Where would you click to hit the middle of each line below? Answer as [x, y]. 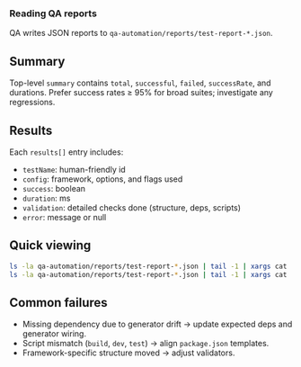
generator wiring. [54, 334]
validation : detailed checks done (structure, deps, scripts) [131, 207]
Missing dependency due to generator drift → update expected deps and [157, 324]
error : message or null [64, 217]
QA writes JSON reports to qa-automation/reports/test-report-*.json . [141, 33]
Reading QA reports [53, 13]
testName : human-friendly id [74, 169]
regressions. [32, 103]
